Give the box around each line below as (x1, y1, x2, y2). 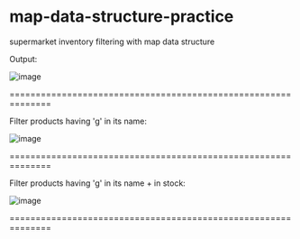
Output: (9, 53, 38, 64)
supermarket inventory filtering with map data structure (9, 36, 215, 47)
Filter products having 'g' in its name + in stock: (9, 178, 186, 188)
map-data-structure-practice (9, 6, 234, 27)
